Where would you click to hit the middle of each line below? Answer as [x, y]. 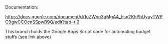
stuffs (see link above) [28, 37]
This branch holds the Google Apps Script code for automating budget [78, 31]
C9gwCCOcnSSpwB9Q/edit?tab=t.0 [42, 22]
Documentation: [22, 7]
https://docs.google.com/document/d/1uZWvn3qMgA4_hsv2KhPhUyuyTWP [84, 17]
